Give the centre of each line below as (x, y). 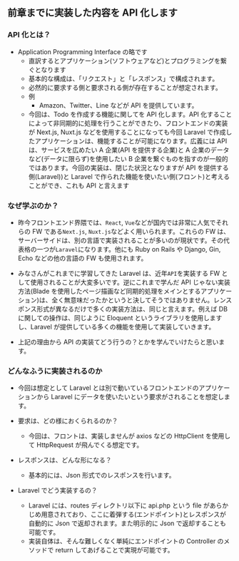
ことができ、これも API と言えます (79, 185)
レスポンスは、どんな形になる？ (65, 460)
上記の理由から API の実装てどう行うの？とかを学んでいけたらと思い (118, 341)
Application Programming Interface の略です (82, 51)
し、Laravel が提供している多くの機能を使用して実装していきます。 (116, 326)
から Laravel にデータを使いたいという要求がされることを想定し (131, 397)
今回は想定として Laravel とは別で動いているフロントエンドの (108, 388)
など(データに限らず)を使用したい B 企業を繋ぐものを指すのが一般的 (128, 158)
